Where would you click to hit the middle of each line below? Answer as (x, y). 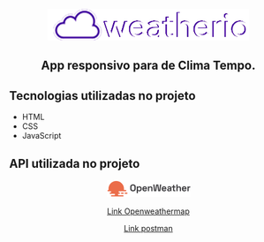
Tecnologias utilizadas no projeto (102, 96)
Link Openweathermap (148, 211)
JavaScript (41, 136)
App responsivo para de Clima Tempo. (148, 66)
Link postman (148, 229)
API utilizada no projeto (75, 163)
